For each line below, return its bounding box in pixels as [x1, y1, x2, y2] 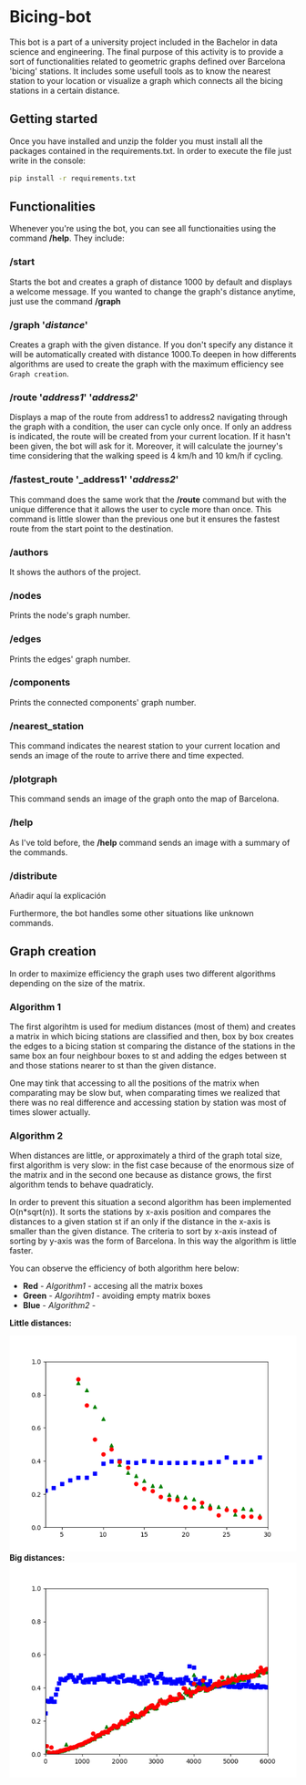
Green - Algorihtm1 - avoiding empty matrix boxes [22, 1290, 211, 1301]
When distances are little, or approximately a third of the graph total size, [9, 1150, 283, 1161]
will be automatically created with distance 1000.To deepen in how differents [9, 349, 297, 360]
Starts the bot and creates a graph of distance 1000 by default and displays [9, 276, 293, 287]
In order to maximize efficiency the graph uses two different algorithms [9, 968, 276, 979]
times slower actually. [9, 1107, 91, 1118]
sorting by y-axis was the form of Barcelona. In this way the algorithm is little [9, 1235, 297, 1246]
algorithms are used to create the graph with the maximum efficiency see [9, 358, 284, 370]
